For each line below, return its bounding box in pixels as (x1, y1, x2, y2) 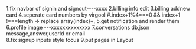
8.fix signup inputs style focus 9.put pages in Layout (6, 37, 134, 43)
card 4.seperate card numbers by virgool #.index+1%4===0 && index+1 (6, 11, 181, 18)
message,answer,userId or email (6, 30, 86, 37)
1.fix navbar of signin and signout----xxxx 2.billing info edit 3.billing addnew (6, 5, 191, 12)
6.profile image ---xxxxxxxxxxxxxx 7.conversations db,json (6, 24, 149, 31)
